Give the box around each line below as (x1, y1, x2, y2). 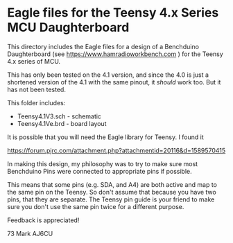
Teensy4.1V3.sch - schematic (17, 112, 102, 120)
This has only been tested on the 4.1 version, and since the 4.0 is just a (7, 71, 209, 79)
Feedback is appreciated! (7, 216, 80, 224)
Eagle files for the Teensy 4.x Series (7, 5, 219, 21)
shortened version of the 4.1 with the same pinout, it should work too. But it (7, 78, 221, 86)
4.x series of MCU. (7, 57, 61, 65)
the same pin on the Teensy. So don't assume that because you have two (7, 188, 216, 196)
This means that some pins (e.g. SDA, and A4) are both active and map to (7, 180, 217, 188)
